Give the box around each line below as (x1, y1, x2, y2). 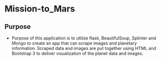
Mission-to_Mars (4, 3, 75, 14)
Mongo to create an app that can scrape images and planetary (11, 40, 137, 46)
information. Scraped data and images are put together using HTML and (11, 46, 156, 51)
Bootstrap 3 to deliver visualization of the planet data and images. (11, 50, 143, 56)
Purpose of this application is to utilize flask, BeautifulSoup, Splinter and (11, 35, 156, 41)
